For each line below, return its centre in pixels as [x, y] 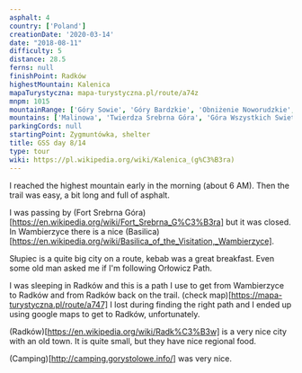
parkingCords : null [46, 127]
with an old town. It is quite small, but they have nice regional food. [133, 341]
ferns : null [31, 68]
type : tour [30, 151]
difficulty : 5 [36, 51]
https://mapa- [257, 295]
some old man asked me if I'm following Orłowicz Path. [111, 268]
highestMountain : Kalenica [60, 84]
